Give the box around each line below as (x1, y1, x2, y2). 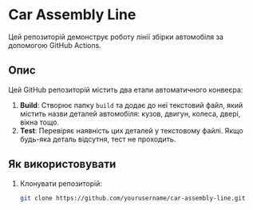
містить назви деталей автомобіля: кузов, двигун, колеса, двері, (19, 109, 241, 118)
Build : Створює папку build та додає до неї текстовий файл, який (19, 100, 243, 109)
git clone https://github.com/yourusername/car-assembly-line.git (19, 194, 246, 202)
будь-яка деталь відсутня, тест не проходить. (19, 134, 176, 144)
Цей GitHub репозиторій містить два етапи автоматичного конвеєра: (8, 85, 243, 94)
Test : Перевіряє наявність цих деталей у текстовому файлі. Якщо (19, 125, 243, 135)
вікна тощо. (19, 117, 60, 127)
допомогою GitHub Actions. (8, 40, 101, 50)
